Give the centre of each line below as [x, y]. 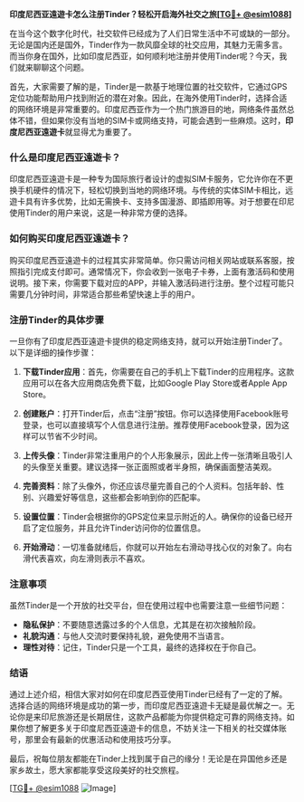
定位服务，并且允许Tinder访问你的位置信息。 [122, 528]
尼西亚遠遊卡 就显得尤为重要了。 [76, 132]
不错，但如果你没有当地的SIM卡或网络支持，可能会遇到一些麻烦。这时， [151, 120]
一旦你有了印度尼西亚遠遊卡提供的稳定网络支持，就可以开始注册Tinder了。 [148, 341]
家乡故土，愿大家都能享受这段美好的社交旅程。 [96, 770]
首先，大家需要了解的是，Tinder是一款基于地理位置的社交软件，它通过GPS [148, 86]
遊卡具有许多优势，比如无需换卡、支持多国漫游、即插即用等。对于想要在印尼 [152, 202]
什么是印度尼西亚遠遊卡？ [65, 158]
